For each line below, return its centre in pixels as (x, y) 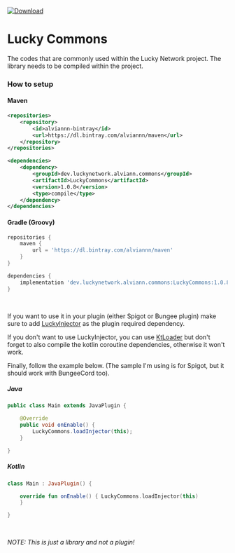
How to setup (30, 84)
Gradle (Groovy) (31, 222)
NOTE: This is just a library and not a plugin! (71, 542)
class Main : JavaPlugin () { (50, 484)
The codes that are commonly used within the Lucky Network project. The (114, 58)
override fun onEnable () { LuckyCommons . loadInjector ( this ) (109, 496)
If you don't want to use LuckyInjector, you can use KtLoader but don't (109, 337)
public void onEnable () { (58, 425)
